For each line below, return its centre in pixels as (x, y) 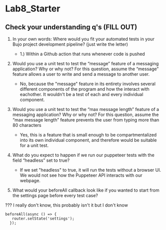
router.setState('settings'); (43, 219)
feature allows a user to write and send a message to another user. (81, 74)
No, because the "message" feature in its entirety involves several (88, 84)
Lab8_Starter (33, 9)
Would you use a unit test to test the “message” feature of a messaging (85, 63)
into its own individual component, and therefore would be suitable (88, 140)
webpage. (30, 180)
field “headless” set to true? (41, 160)
